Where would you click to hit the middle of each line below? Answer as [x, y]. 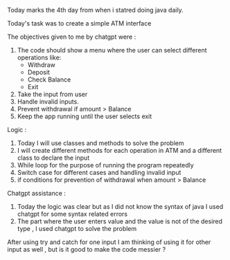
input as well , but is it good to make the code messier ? [87, 249]
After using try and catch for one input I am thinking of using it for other [109, 242]
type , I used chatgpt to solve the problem [77, 229]
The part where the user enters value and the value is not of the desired [120, 221]
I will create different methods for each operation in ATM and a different [120, 150]
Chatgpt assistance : [36, 193]
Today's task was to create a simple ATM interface [79, 23]
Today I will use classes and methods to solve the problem [101, 143]
